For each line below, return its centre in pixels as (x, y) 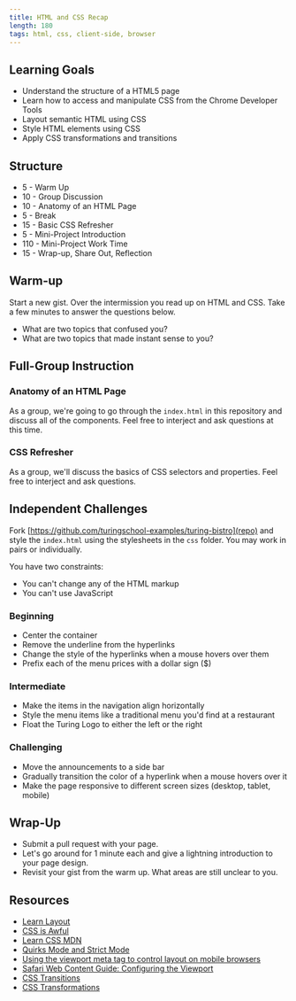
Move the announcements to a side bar (93, 766)
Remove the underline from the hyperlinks (98, 644)
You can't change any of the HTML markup (100, 583)
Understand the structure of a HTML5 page (101, 91)
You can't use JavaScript (67, 593)
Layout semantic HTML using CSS (84, 120)
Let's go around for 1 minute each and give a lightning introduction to (148, 854)
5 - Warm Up (46, 187)
